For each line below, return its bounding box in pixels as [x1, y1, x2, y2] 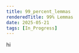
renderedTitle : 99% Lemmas [6, 14, 74, 20]
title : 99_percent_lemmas [6, 8, 71, 15]
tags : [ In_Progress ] [6, 25, 58, 31]
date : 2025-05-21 [6, 19, 50, 25]
